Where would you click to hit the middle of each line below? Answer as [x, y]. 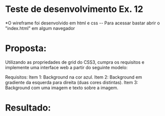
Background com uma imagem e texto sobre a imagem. [62, 88]
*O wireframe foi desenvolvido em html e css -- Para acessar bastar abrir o [82, 23]
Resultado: [28, 108]
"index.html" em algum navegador [40, 28]
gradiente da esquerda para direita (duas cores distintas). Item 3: [72, 82]
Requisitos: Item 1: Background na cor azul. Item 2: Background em [74, 77]
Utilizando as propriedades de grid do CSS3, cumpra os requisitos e [75, 62]
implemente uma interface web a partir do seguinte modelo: [66, 67]
